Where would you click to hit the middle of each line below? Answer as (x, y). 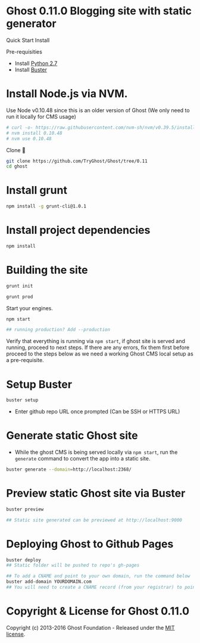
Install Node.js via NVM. (67, 94)
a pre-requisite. (25, 360)
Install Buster (31, 69)
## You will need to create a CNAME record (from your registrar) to (94, 588)
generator (31, 24)
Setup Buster (39, 384)
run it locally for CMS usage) (41, 116)
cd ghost (17, 166)
